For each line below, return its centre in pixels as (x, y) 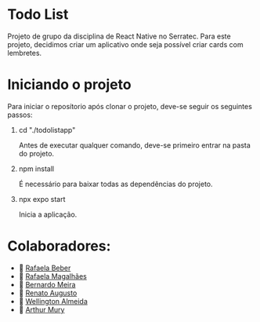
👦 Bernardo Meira (47, 284)
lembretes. (25, 53)
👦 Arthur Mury (42, 309)
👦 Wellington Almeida (53, 301)
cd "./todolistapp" (47, 130)
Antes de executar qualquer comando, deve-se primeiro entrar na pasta (135, 145)
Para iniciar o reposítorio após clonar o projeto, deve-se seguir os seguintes (130, 106)
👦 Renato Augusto (48, 293)
